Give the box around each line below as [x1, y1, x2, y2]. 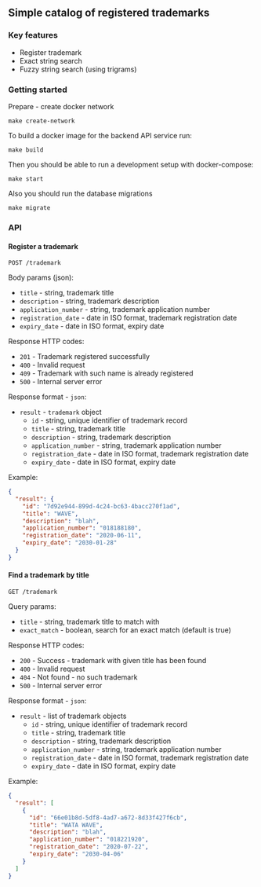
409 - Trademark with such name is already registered [19, 368, 194, 378]
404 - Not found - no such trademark [19, 673, 138, 682]
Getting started [8, 84, 68, 95]
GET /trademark [8, 588, 58, 596]
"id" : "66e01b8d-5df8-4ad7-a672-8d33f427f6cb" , [28, 813, 188, 822]
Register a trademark [8, 241, 78, 251]
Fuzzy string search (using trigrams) [19, 64, 137, 74]
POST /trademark [8, 259, 61, 267]
